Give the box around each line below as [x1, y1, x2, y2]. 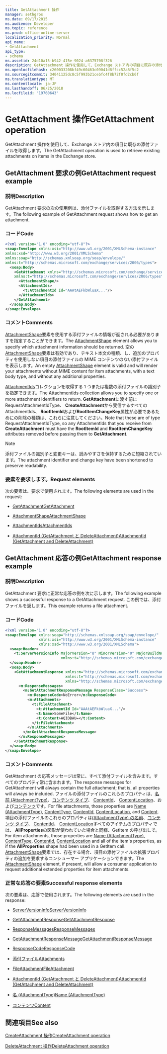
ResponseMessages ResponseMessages [12, 926, 95, 932]
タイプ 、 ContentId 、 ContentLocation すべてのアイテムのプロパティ [14, 821, 153, 827]
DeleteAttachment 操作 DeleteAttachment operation [5, 1043, 109, 1049]
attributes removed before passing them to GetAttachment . [5, 431, 128, 437]
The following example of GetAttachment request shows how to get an [13, 211, 158, 217]
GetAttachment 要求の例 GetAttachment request [5, 169, 157, 177]
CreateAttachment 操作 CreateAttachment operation [5, 1033, 110, 1039]
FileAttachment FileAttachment [12, 966, 75, 972]
